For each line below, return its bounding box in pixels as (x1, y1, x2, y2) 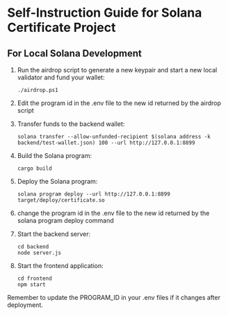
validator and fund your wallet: (17, 73, 105, 81)
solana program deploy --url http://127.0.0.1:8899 (17, 191, 170, 198)
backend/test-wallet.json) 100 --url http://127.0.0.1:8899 (17, 139, 195, 146)
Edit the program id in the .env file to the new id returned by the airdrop (17, 99, 221, 107)
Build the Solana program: (17, 152, 92, 159)
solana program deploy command (17, 216, 115, 224)
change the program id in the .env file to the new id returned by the (17, 209, 210, 217)
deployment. (7, 301, 43, 309)
